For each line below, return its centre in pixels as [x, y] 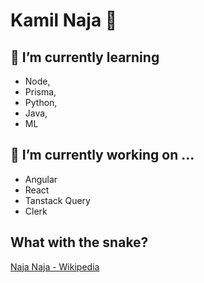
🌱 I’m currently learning [85, 57]
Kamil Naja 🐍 [64, 20]
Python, [41, 102]
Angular [41, 179]
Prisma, [40, 92]
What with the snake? [79, 242]
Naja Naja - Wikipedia [55, 266]
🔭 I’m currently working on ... [102, 155]
